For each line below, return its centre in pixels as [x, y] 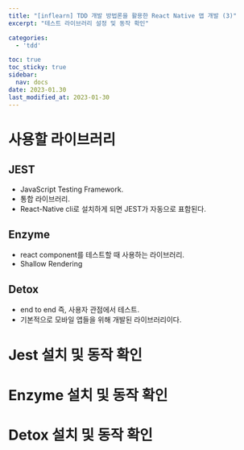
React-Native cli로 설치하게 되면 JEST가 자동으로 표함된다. [113, 208]
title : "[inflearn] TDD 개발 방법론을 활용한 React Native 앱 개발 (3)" [123, 16]
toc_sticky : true [37, 68]
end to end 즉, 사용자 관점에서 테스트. [80, 310]
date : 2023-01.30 [37, 89]
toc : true [25, 60]
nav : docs [32, 82]
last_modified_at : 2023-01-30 [59, 97]
